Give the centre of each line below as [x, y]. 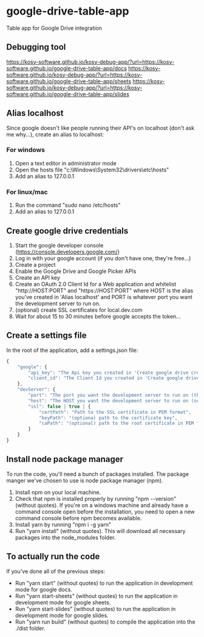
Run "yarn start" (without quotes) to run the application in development [104, 583]
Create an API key [38, 277]
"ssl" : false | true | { [59, 406]
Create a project [35, 264]
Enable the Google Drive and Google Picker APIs [76, 271]
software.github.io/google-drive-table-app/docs [67, 68]
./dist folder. [30, 628]
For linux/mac [27, 191]
